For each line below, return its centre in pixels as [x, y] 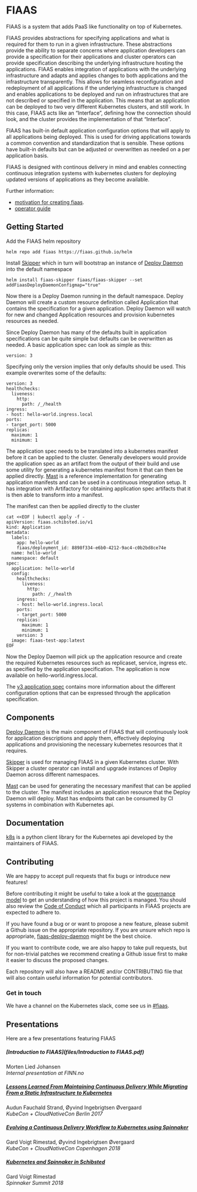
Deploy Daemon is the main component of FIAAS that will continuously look [97, 732]
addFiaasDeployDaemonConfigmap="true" [53, 285]
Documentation [35, 823]
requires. [17, 750]
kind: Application [28, 527]
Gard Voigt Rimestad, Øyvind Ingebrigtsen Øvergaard [70, 1142]
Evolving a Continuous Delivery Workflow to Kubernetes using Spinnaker [97, 1127]
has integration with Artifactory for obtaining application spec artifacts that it [98, 488]
